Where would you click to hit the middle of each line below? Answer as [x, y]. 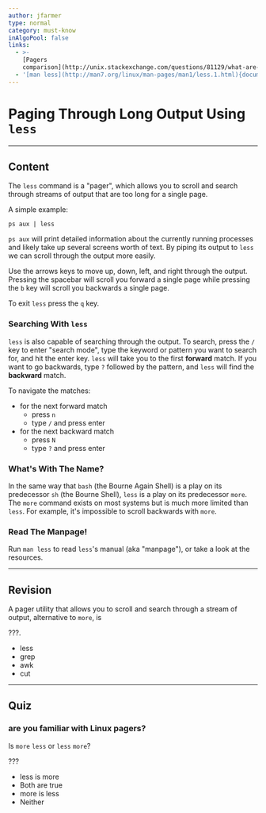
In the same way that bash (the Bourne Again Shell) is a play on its [115, 486]
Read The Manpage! [48, 531]
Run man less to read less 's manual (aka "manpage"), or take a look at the [129, 549]
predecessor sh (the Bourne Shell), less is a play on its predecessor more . [128, 494]
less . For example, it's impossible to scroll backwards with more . [113, 511]
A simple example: [38, 210]
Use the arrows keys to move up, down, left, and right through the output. [128, 272]
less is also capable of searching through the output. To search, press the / [132, 341]
